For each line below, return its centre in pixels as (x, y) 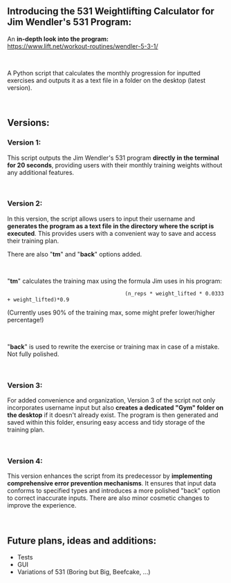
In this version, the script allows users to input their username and (101, 219)
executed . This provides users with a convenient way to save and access (112, 233)
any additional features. (41, 172)
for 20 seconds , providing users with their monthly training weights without (115, 165)
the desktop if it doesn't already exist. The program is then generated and (113, 415)
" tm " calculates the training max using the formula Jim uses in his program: (115, 281)
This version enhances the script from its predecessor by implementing (110, 476)
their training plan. (33, 241)
